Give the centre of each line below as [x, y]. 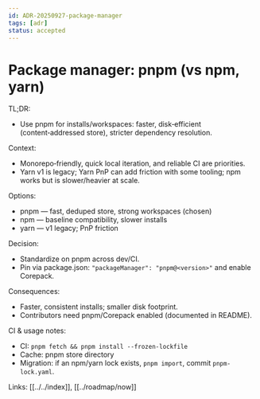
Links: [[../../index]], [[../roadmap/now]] [72, 387]
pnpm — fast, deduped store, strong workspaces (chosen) [116, 211]
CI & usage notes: [37, 331]
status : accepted [37, 30]
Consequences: [34, 291]
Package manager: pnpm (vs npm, [124, 70]
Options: [22, 196]
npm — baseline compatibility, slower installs [93, 220]
